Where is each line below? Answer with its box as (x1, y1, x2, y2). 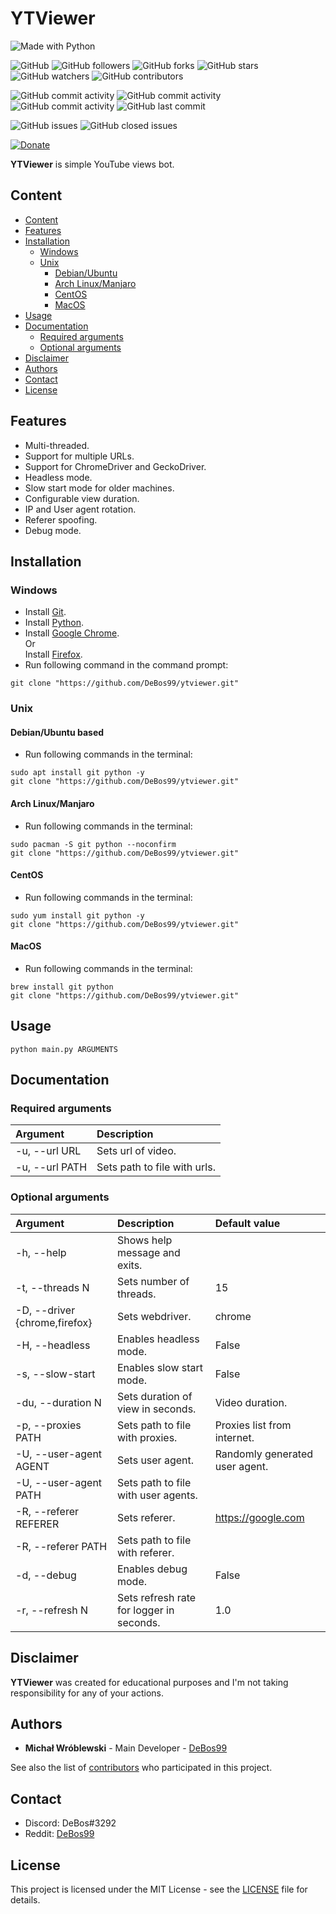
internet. (214, 1430, 255, 1444)
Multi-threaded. (24, 439, 90, 451)
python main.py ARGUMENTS (10, 1044, 118, 1054)
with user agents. (116, 1488, 198, 1502)
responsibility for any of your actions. (10, 1687, 165, 1699)
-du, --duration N (15, 1395, 102, 1409)
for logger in (116, 1603, 175, 1617)
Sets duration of (116, 1389, 193, 1403)
